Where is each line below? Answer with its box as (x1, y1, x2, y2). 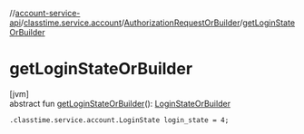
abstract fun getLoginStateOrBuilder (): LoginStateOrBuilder (9, 98, 231, 109)
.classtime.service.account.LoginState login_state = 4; (9, 115, 230, 125)
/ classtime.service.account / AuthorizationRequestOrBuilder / (20, 17, 243, 28)
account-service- (15, 8, 81, 18)
